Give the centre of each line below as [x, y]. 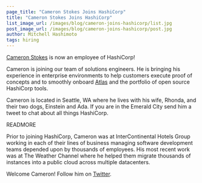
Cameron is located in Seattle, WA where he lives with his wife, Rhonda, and [101, 100]
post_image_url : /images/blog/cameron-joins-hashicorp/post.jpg [89, 29]
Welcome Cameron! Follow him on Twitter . [59, 174]
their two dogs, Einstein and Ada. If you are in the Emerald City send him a [99, 106]
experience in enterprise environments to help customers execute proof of [99, 75]
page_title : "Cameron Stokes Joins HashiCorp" [66, 12]
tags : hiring [23, 40]
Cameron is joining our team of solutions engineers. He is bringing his [93, 69]
